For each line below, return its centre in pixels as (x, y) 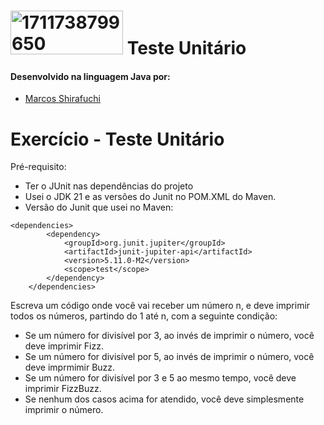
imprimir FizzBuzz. (63, 389)
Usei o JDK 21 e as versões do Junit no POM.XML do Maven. (150, 197)
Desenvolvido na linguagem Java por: (90, 76)
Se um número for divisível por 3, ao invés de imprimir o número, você (169, 336)
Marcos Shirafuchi (62, 99)
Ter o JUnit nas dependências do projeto (109, 186)
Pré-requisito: (38, 167)
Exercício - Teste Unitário (117, 139)
